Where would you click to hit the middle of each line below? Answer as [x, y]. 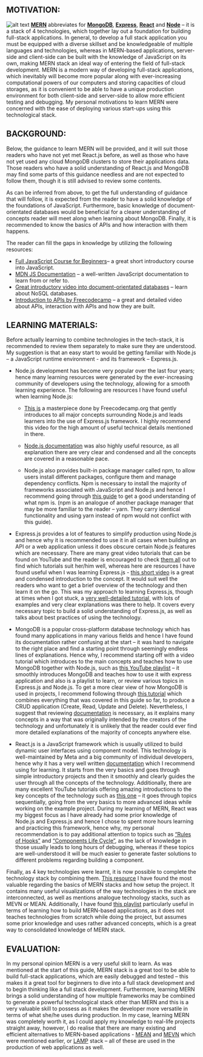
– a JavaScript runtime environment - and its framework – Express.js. [92, 359]
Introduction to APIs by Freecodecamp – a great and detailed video [98, 300]
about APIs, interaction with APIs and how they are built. [85, 306]
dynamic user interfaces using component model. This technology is [101, 751]
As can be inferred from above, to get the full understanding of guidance [97, 192]
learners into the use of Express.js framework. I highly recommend [107, 421]
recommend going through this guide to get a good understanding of [110, 496]
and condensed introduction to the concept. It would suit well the [96, 579]
